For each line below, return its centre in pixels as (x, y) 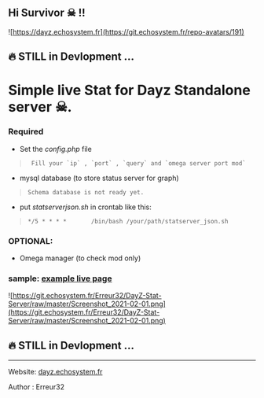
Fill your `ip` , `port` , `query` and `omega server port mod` (138, 163)
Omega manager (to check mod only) (80, 258)
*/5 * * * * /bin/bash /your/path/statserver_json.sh (128, 221)
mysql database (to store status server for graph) (99, 178)
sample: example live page (60, 278)
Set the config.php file (55, 149)
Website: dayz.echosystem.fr (55, 372)
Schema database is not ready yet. (86, 192)
